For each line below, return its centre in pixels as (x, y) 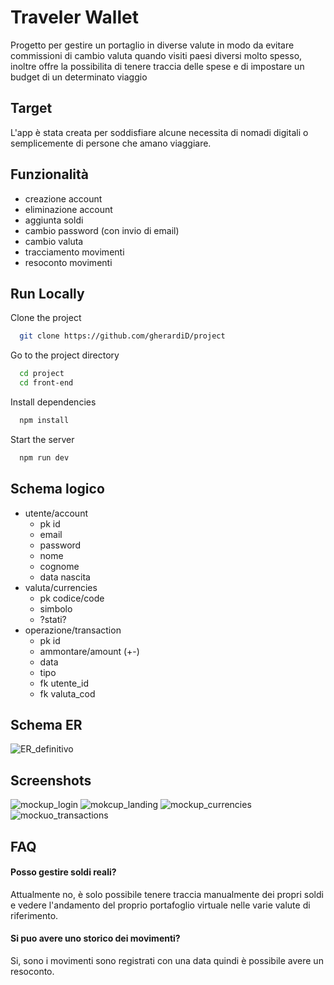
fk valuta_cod (67, 693)
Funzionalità (49, 174)
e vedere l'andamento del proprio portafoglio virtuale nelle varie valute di (160, 905)
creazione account (63, 198)
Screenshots (51, 780)
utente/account (56, 513)
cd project (42, 374)
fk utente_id (64, 683)
